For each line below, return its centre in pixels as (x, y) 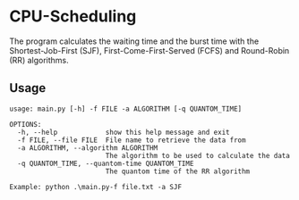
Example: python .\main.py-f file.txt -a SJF (95, 187)
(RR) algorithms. (39, 60)
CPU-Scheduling (73, 17)
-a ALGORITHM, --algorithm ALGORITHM (88, 148)
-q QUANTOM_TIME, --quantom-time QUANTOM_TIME (106, 163)
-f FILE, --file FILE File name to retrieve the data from (132, 140)
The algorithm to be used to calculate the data (198, 155)
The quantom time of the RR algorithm (178, 171)
